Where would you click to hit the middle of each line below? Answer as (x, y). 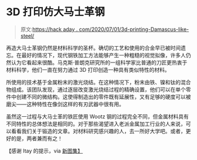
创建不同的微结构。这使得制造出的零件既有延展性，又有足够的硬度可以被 (103, 96)
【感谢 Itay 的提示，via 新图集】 (45, 151)
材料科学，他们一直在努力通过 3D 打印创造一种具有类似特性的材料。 (88, 69)
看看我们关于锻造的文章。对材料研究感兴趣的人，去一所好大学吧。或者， (98, 131)
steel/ (27, 36)
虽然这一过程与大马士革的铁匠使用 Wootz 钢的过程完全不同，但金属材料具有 (98, 116)
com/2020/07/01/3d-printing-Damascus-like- (134, 29)
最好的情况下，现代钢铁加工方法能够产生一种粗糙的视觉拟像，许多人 (103, 55)
